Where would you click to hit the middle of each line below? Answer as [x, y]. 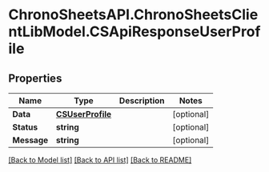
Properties [35, 78]
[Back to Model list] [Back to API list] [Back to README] [100, 160]
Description [142, 100]
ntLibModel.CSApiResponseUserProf [134, 32]
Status [25, 127]
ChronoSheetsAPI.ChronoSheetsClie [133, 15]
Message [30, 140]
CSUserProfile [84, 114]
